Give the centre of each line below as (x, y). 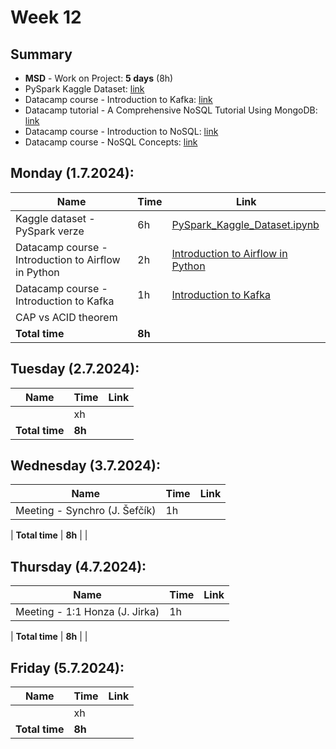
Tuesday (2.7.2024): (75, 369)
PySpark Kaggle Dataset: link (84, 89)
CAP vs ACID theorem (66, 317)
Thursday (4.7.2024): (78, 566)
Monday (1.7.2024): (72, 173)
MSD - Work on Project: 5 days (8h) (99, 78)
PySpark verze (50, 231)
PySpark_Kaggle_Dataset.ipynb (245, 224)
